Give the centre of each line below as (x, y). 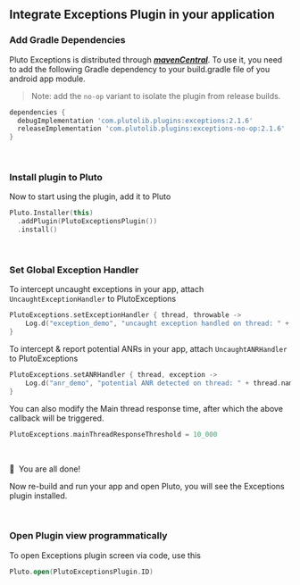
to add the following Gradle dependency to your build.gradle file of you (140, 69)
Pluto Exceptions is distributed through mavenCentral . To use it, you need (146, 59)
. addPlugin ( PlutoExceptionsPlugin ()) (87, 221)
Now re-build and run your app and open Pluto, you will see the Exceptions (147, 486)
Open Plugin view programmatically (88, 536)
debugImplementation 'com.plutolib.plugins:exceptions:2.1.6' (135, 121)
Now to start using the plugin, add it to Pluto (90, 196)
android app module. (48, 79)
